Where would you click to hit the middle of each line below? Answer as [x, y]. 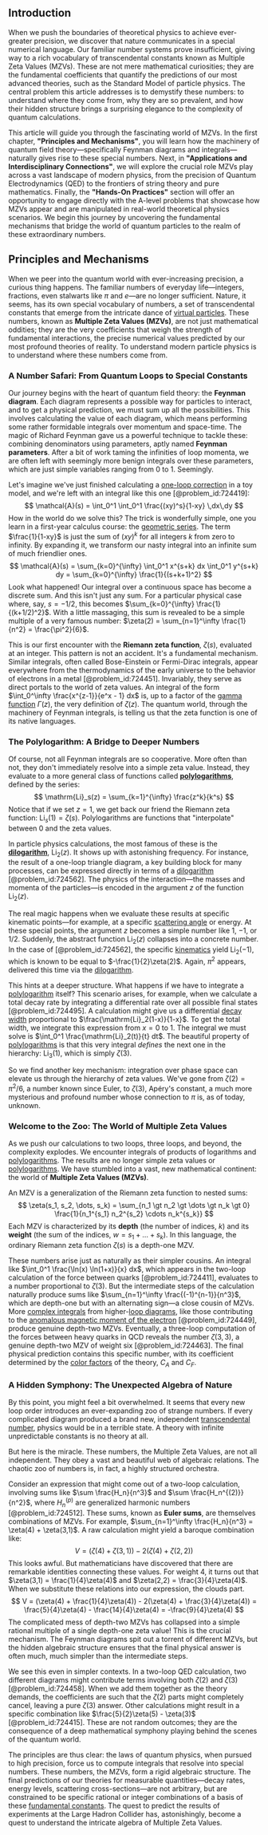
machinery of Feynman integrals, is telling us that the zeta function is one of [133, 712]
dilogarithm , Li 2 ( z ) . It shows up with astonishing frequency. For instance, [128, 853]
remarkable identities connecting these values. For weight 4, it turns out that [134, 1572]
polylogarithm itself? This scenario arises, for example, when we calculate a [133, 993]
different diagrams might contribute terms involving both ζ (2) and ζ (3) [123, 1679]
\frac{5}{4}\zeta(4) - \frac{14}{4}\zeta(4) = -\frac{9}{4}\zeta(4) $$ [134, 1609]
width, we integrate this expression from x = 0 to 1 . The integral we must [127, 1028]
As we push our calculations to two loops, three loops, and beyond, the [125, 1143]
